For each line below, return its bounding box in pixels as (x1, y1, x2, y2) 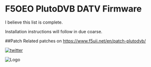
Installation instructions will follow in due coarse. (5, 28, 103, 34)
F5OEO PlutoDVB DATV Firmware (5, 3, 142, 14)
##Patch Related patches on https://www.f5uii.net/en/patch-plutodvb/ (5, 38, 146, 44)
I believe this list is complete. (5, 19, 63, 25)
